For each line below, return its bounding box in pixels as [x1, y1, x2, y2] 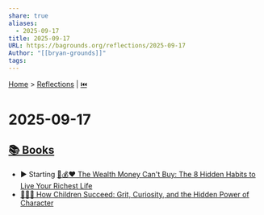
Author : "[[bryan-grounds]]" [8, 49, 107, 57]
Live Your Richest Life [19, 180, 93, 190]
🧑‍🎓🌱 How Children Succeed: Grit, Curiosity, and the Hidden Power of [19, 189, 250, 199]
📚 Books [8, 143, 55, 157]
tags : [8, 57, 27, 65]
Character [19, 198, 54, 208]
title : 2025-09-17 [8, 34, 70, 43]
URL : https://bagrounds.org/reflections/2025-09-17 [8, 42, 186, 50]
